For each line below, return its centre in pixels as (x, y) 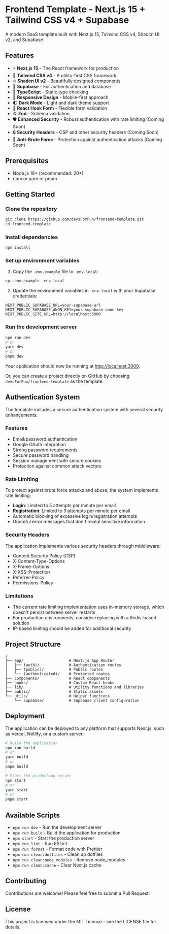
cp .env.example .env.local (35, 281)
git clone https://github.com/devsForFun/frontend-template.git (75, 219)
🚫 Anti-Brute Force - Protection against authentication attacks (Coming (87, 139)
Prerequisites (27, 161)
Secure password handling (41, 455)
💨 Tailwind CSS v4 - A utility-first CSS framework (64, 75)
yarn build (17, 757)
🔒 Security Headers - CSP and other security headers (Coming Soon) (86, 132)
